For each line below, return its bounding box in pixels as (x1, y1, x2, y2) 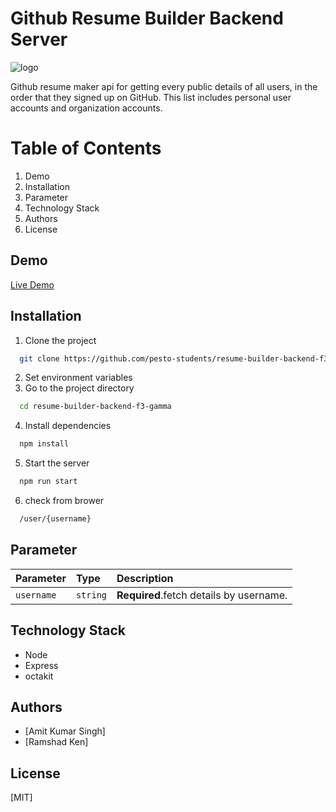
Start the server (24, 457, 90, 469)
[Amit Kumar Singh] (24, 725, 106, 737)
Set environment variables (24, 372, 133, 384)
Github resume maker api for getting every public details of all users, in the (10, 80, 318, 92)
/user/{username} (19, 514, 92, 524)
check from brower (24, 495, 105, 506)
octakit (24, 670, 54, 682)
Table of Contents (10, 137, 162, 160)
